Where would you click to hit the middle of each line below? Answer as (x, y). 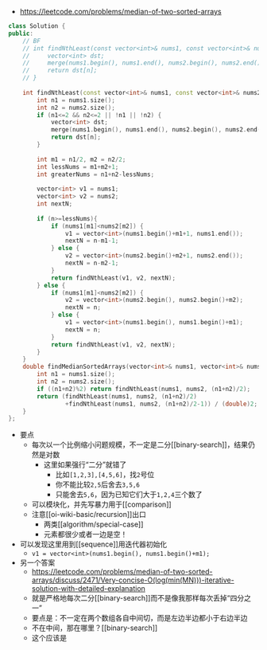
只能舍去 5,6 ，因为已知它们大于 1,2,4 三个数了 (129, 495)
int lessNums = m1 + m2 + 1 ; (78, 166)
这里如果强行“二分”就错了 (85, 464)
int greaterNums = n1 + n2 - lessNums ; (96, 174)
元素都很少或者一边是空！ (85, 534)
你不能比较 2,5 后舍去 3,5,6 (98, 484)
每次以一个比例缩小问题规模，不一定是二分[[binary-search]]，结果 (140, 444)
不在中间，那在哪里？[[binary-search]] (95, 628)
